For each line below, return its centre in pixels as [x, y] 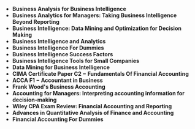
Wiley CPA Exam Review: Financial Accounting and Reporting [92, 106]
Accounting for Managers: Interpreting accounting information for [98, 93]
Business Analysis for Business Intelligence [69, 9]
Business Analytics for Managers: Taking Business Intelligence [94, 15]
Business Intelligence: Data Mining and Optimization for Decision [97, 28]
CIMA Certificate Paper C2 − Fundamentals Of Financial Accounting [100, 74]
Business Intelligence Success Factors [63, 54]
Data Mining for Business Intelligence [61, 67]
